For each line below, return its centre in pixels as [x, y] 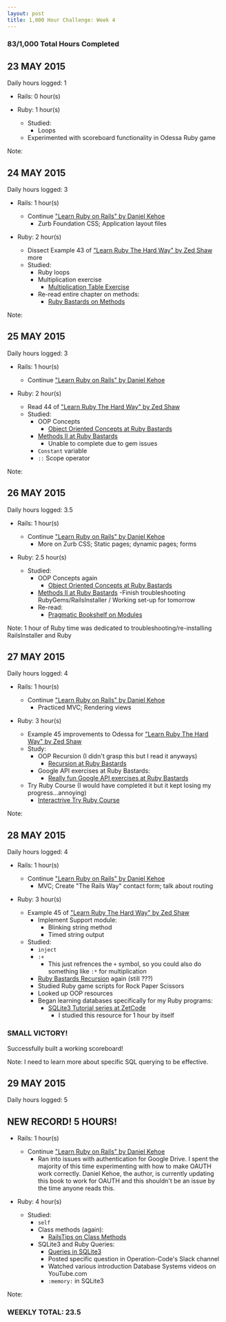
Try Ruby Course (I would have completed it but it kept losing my [119, 786]
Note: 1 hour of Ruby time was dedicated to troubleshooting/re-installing [110, 628]
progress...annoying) [57, 793]
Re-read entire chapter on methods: [89, 295]
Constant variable [62, 451]
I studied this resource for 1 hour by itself [116, 1016]
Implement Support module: [77, 920]
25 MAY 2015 [36, 336]
